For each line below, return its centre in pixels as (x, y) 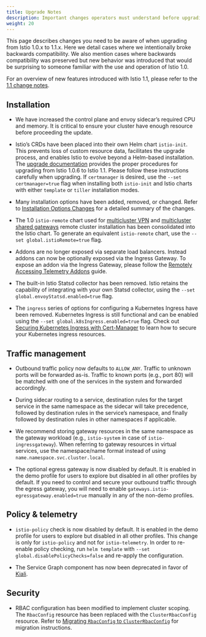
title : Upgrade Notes (34, 12)
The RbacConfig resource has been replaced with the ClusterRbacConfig (106, 614)
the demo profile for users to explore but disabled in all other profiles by (106, 476)
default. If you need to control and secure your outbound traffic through (106, 482)
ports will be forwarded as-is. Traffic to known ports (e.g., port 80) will (104, 375)
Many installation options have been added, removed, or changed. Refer (106, 202)
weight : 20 (20, 23)
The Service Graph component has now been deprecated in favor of (101, 567)
